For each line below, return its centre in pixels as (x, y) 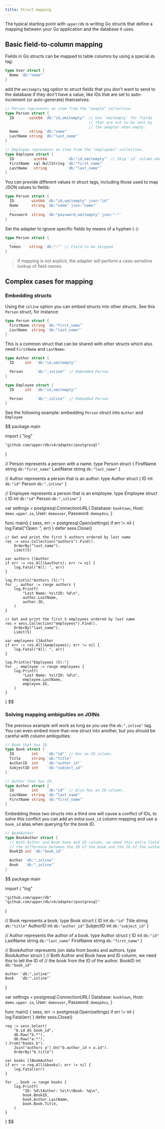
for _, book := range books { (36, 1082)
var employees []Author (29, 641)
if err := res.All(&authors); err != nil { (50, 563)
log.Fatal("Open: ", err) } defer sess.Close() (49, 528)
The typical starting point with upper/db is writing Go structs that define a (79, 24)
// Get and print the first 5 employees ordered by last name (70, 619)
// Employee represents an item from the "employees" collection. (74, 150)
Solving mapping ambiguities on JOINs (52, 715)
